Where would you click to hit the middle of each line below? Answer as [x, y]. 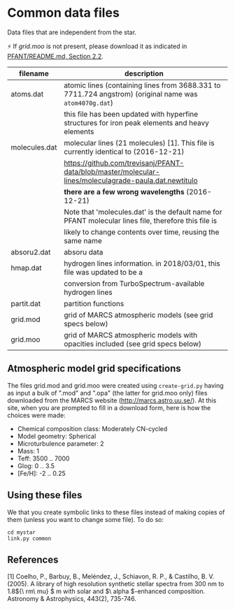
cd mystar [22, 532]
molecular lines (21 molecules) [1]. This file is [139, 143]
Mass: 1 [28, 451]
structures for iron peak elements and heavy [137, 122]
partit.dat [26, 303]
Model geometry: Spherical [57, 436]
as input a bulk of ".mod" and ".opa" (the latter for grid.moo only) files [107, 393]
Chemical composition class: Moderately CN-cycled [92, 428]
